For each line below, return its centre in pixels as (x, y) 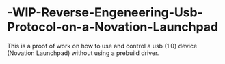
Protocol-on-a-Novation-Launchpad (113, 27)
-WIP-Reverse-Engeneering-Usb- (105, 13)
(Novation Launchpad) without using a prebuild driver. (83, 53)
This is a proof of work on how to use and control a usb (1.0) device (102, 46)
